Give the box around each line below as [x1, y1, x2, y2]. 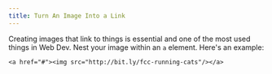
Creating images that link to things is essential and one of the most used [8, 34, 251, 43]
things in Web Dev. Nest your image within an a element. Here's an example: [8, 42, 265, 52]
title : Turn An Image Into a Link [8, 11, 126, 20]
